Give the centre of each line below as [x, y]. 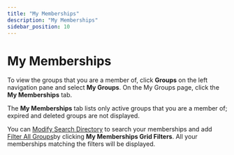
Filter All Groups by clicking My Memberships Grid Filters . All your [102, 137]
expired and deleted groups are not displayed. [73, 116]
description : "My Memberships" [53, 20]
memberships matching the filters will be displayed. [81, 144]
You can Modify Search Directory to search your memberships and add [110, 129]
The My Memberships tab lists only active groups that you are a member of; [117, 108]
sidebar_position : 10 [39, 26]
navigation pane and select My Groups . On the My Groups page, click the [114, 88]
